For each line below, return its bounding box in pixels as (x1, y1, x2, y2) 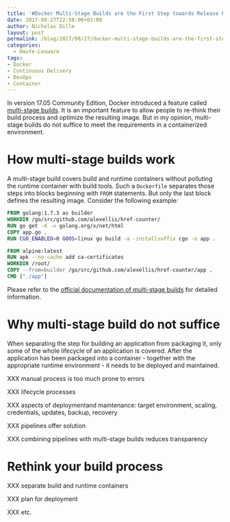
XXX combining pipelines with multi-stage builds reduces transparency (7, 434, 207, 443)
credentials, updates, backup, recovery (7, 408, 118, 417)
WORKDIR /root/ (7, 260, 51, 267)
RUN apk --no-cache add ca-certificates (7, 254, 125, 261)
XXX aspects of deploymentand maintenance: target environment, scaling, (7, 401, 217, 409)
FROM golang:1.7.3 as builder (7, 210, 94, 216)
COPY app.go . (7, 229, 48, 236)
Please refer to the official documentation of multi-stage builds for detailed (7, 285, 218, 293)
